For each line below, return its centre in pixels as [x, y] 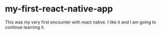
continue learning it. [25, 27]
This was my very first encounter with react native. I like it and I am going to [80, 22]
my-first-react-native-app [59, 9]
